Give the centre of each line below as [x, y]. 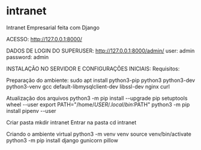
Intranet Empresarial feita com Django [53, 27]
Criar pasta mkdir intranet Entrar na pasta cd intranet [71, 122]
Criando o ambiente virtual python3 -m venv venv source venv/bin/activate [99, 134]
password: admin [28, 57]
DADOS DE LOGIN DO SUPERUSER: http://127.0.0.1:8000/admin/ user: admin [100, 50]
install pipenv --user [31, 111]
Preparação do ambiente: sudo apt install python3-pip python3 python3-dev [101, 80]
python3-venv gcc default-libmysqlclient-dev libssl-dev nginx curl [88, 86]
